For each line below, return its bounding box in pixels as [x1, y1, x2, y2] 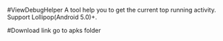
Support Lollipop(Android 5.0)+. [7, 13, 98, 21]
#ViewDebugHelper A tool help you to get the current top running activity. [7, 6, 217, 14]
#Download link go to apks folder [7, 27, 101, 34]
